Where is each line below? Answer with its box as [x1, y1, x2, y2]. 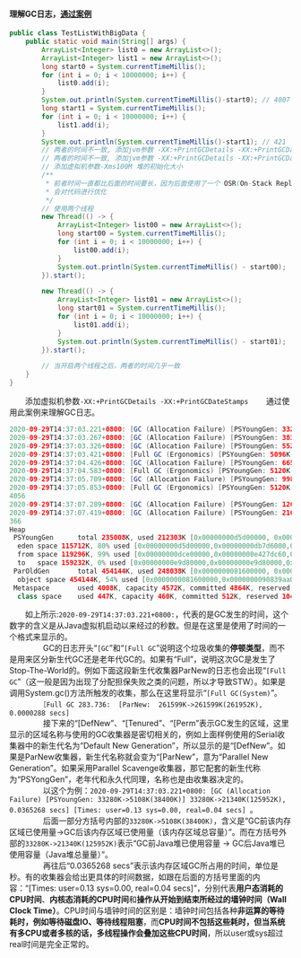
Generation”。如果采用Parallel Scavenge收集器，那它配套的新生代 [9, 763, 254, 774]
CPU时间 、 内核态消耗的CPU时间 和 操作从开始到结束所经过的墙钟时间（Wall [9, 894, 287, 905]
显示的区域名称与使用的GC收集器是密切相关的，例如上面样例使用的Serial [9, 729, 278, 740]
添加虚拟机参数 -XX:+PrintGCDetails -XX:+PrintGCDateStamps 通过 [24, 396, 282, 407]
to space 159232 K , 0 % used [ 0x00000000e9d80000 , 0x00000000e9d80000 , [17, 558, 287, 567]
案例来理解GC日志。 [24, 407, 100, 417]
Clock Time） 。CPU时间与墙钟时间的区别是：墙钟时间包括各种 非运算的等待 [9, 905, 285, 916]
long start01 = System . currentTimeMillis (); [56, 303, 227, 313]
